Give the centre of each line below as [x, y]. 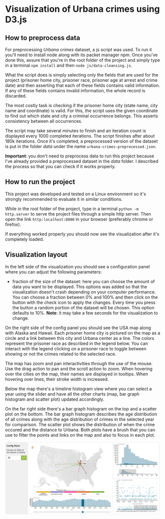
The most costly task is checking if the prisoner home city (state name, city [82, 105]
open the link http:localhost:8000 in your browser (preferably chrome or [79, 219]
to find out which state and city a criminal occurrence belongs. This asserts [82, 116]
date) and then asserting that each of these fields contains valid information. [82, 85]
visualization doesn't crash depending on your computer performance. [84, 292]
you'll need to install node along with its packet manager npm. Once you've [82, 55]
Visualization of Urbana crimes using [82, 9]
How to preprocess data [43, 38]
